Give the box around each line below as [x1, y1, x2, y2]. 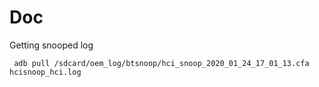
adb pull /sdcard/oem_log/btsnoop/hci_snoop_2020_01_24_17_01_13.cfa [13, 58, 310, 68]
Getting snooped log [9, 39, 94, 51]
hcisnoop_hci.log [9, 67, 82, 77]
